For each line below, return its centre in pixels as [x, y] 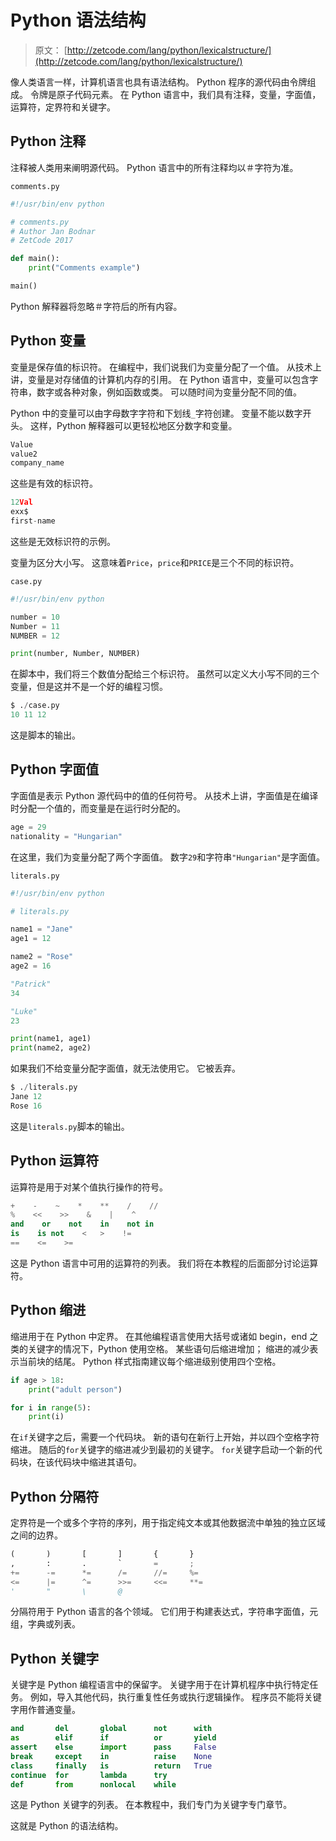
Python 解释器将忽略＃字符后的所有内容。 [96, 306]
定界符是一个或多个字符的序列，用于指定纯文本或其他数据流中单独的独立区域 [168, 1523]
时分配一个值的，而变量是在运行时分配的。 [98, 808]
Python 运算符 [55, 1161]
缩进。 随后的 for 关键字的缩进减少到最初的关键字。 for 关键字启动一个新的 [162, 1450]
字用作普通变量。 [45, 1710]
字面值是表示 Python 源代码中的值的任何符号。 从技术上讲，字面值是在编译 [164, 795]
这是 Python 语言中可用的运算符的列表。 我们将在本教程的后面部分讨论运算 [164, 1263]
